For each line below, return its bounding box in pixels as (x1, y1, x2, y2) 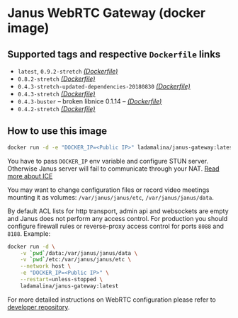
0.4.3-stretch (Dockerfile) (17, 90, 96, 98)
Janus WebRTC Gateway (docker (7, 5, 206, 21)
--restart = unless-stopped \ (20, 276, 103, 283)
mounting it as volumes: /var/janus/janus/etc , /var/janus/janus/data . (7, 193, 215, 201)
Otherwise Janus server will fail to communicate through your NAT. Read (7, 164, 220, 173)
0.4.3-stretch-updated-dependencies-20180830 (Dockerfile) (17, 82, 191, 90)
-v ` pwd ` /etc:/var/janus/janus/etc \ (20, 256, 132, 263)
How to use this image (7, 125, 108, 137)
